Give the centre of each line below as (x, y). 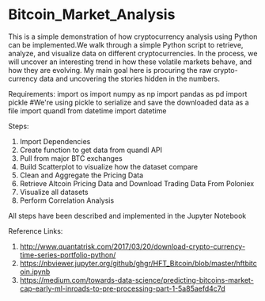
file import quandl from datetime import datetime (87, 110)
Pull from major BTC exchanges (71, 158)
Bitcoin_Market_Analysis (92, 15)
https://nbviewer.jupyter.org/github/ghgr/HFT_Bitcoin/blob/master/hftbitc (138, 263)
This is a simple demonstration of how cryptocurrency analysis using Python (133, 36)
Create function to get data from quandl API (91, 150)
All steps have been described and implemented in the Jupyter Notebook (127, 215)
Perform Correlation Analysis (67, 200)
